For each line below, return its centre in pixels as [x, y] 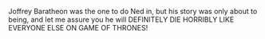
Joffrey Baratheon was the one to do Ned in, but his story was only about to [133, 11]
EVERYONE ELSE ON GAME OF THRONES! [78, 28]
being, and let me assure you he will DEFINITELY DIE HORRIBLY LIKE [121, 19]
